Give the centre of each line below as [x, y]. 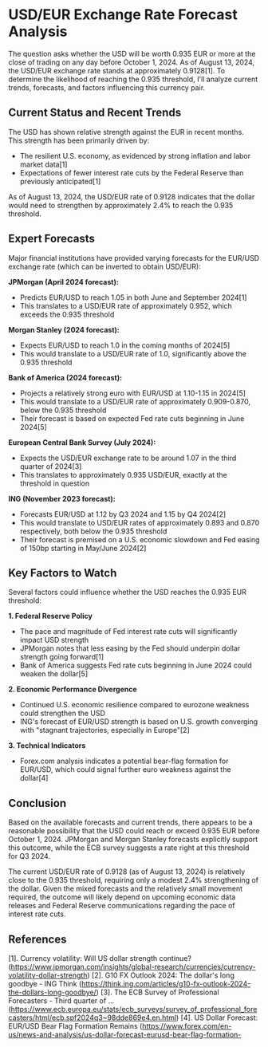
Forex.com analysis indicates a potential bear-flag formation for [124, 761]
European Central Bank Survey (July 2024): [82, 442]
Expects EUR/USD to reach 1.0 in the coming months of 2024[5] [125, 345]
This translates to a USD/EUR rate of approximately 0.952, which [126, 305]
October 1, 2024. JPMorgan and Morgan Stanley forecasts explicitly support [133, 840]
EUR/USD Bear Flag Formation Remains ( [75, 1026]
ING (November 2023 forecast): [62, 498]
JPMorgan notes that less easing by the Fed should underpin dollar [130, 648]
